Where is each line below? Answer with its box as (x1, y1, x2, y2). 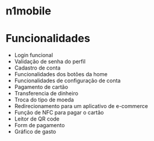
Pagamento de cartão (14, 83, 69, 91)
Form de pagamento (14, 122, 65, 129)
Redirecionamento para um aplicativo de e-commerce (14, 103, 149, 110)
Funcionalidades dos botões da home (14, 71, 108, 78)
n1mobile (5, 4, 52, 18)
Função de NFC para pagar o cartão (14, 109, 104, 116)
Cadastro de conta (14, 64, 61, 71)
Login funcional (14, 52, 54, 59)
